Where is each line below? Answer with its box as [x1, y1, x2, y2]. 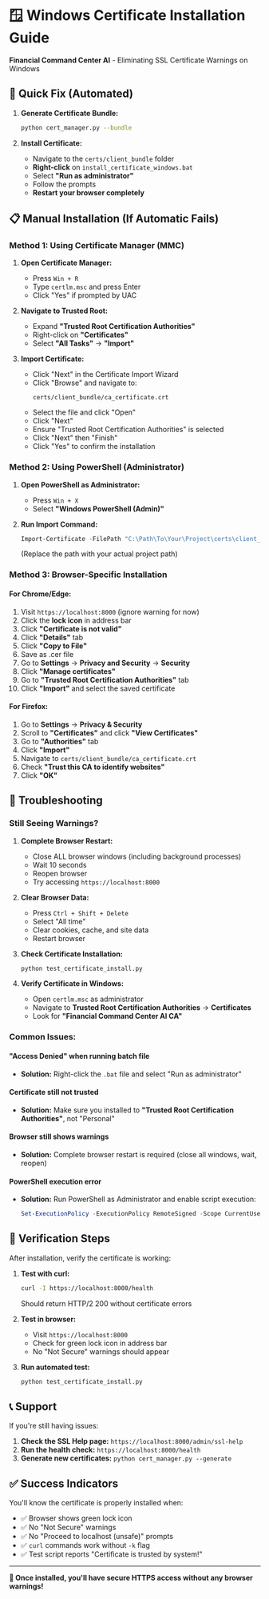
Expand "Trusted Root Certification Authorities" [32, 322, 196, 331]
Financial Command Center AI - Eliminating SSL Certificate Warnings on [9, 55, 248, 65]
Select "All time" [32, 916, 86, 926]
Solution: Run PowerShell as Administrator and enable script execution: [20, 1194, 256, 1204]
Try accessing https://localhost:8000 [32, 877, 160, 887]
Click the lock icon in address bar [20, 615, 133, 625]
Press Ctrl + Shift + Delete [32, 908, 129, 917]
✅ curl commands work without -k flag [20, 1541, 151, 1550]
